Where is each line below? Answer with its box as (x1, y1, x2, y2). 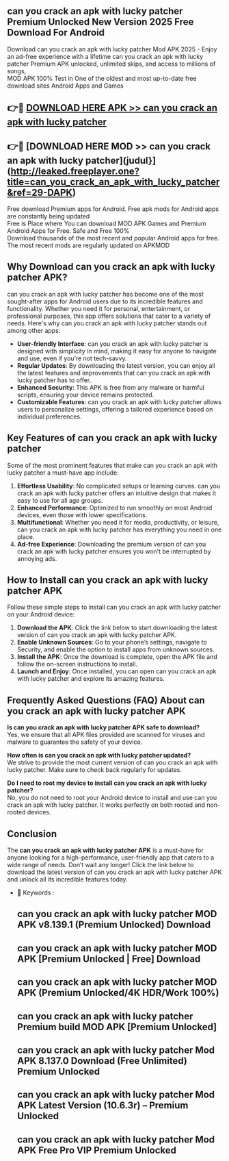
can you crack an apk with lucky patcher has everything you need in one (16, 525, 222, 534)
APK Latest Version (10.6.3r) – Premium (16, 1099, 189, 1112)
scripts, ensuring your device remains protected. (16, 390, 154, 399)
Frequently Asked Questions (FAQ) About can (7, 695, 205, 706)
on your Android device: (7, 610, 75, 619)
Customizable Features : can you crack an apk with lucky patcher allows (16, 397, 222, 406)
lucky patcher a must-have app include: (7, 469, 119, 477)
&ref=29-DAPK (7, 186, 73, 198)
